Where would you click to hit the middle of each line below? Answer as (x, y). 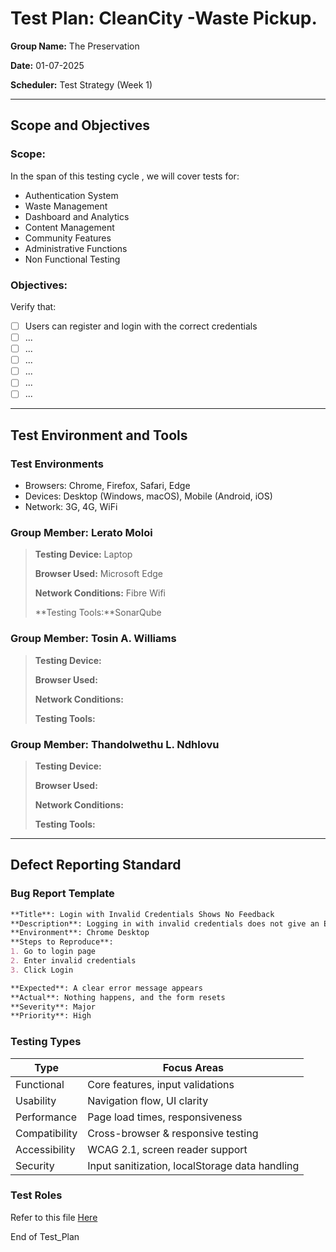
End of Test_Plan (45, 1236)
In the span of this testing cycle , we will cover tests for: (125, 176)
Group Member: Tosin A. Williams (93, 639)
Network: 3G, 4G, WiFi (71, 507)
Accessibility (45, 1149)
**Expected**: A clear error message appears (106, 988)
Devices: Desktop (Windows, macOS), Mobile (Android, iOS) (148, 496)
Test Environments (57, 464)
